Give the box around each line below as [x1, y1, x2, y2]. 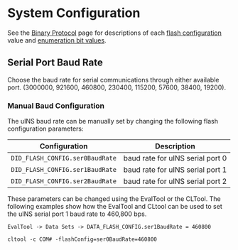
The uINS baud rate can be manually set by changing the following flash [7, 117, 219, 126]
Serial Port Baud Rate [7, 57, 103, 69]
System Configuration [7, 5, 141, 21]
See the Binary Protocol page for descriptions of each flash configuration [7, 28, 222, 37]
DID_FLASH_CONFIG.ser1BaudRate [11, 165, 117, 174]
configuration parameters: [7, 124, 84, 133]
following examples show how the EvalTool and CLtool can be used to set [7, 202, 222, 211]
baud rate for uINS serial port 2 [123, 176, 227, 186]
